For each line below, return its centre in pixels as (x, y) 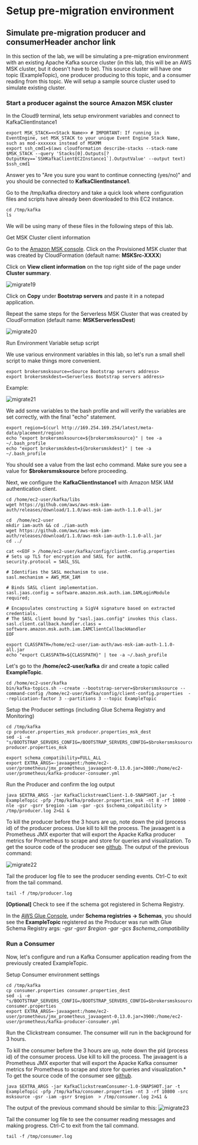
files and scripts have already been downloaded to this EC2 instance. (90, 199)
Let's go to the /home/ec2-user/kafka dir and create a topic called (88, 666)
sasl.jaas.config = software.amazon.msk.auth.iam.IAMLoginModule (88, 593)
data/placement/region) (35, 433)
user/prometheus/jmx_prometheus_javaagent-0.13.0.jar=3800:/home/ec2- (95, 768)
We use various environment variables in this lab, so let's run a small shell (95, 355)
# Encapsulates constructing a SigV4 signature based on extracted (91, 609)
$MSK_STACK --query (30, 154)
